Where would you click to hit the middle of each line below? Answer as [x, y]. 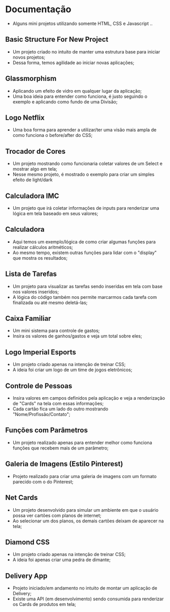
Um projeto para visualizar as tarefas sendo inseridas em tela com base [88, 286]
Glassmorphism [31, 79]
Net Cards [22, 498]
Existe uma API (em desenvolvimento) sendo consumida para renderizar [88, 599]
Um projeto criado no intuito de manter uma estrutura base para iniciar [86, 51]
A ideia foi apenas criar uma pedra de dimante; [61, 560]
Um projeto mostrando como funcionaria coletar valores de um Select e [88, 163]
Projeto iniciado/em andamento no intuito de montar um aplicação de [85, 588]
